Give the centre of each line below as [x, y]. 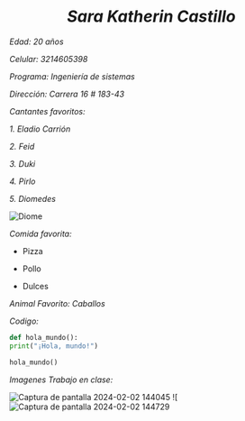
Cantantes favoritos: [47, 111]
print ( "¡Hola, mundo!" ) [54, 346]
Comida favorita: [41, 233]
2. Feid [22, 146]
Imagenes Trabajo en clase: [61, 380]
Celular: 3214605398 [49, 59]
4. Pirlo [23, 181]
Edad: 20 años [37, 41]
